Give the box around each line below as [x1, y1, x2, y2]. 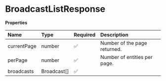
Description [100, 31, 128, 38]
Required [74, 31, 96, 38]
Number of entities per [100, 54, 153, 60]
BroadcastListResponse [5, 3, 106, 15]
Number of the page [100, 39, 147, 46]
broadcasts [7, 68, 34, 75]
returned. [100, 46, 122, 53]
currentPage [7, 43, 37, 50]
